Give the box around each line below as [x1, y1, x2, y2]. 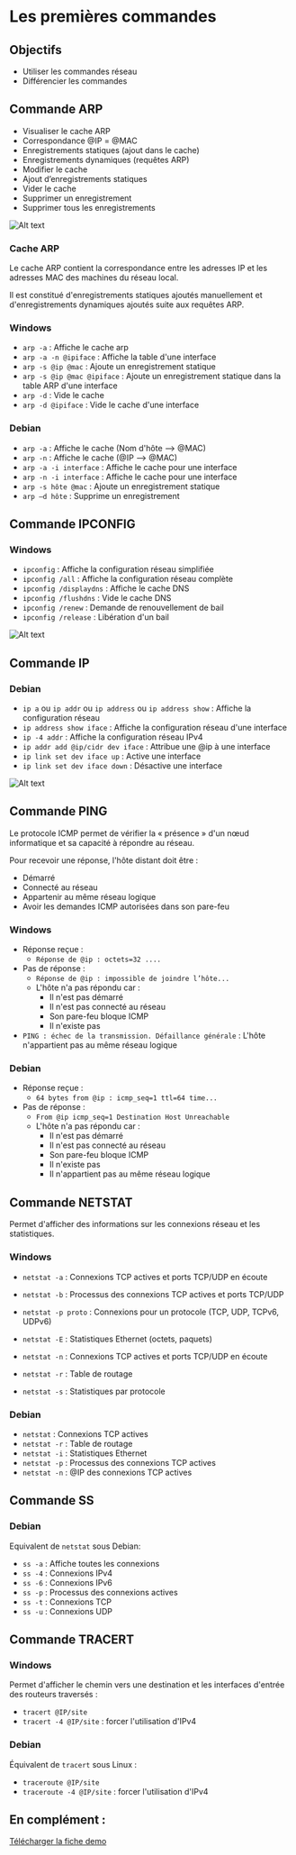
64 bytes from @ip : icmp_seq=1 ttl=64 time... [35, 1094, 218, 1103]
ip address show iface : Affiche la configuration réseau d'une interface [22, 723, 288, 733]
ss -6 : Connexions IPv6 [22, 1577, 112, 1587]
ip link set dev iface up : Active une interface [22, 750, 202, 762]
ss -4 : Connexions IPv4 [22, 1568, 113, 1578]
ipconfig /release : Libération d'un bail [22, 612, 169, 623]
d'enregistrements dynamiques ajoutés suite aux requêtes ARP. [9, 299, 245, 310]
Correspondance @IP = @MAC [22, 135, 138, 146]
